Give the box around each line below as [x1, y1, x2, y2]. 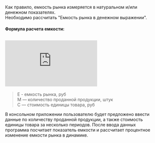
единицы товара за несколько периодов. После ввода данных [5, 122, 136, 128]
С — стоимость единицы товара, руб [17, 102, 95, 108]
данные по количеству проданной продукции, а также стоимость [5, 116, 143, 122]
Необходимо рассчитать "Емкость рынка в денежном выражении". [5, 15, 147, 20]
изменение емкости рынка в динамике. [5, 132, 88, 138]
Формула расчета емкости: [5, 26, 65, 31]
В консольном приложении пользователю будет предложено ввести [5, 112, 150, 117]
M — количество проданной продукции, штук [17, 97, 113, 103]
